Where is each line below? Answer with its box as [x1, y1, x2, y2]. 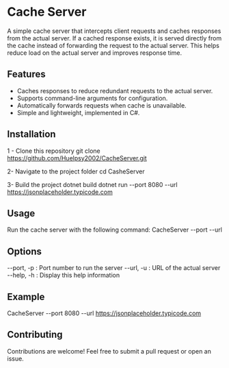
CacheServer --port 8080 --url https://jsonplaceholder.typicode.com [7, 309, 202, 317]
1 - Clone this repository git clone [7, 147, 100, 155]
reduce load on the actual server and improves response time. [7, 49, 183, 57]
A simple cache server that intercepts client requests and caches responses [7, 27, 221, 35]
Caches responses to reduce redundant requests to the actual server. [16, 86, 213, 95]
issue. [7, 354, 24, 363]
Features [7, 69, 46, 80]
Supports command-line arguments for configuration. [16, 94, 168, 102]
